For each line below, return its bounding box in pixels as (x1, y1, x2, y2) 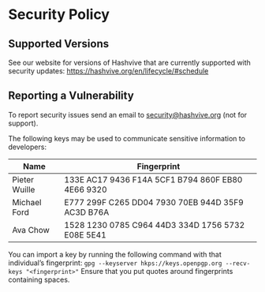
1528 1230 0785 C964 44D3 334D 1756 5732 (64, 219, 245, 230)
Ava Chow (12, 224, 50, 235)
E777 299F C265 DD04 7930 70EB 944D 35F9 (64, 197, 244, 208)
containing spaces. (8, 275, 70, 284)
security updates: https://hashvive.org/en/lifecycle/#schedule (8, 66, 209, 76)
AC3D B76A (64, 207, 110, 218)
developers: (8, 142, 47, 152)
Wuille (12, 184, 35, 195)
